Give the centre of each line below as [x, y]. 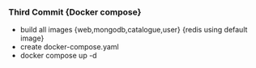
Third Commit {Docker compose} [75, 12]
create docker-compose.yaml [69, 47]
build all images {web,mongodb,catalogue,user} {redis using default [134, 30]
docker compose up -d [58, 56]
